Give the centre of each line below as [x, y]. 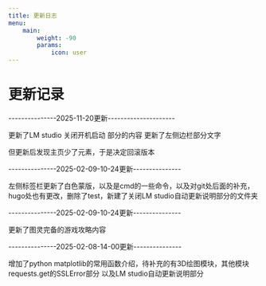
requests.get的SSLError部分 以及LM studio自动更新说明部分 [106, 273]
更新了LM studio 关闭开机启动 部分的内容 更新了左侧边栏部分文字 [115, 135]
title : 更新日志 [33, 16]
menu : [17, 23]
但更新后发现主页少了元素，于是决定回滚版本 [82, 151]
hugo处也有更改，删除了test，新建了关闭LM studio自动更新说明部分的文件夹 [133, 195]
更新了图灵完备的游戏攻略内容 [57, 229]
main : [32, 30]
